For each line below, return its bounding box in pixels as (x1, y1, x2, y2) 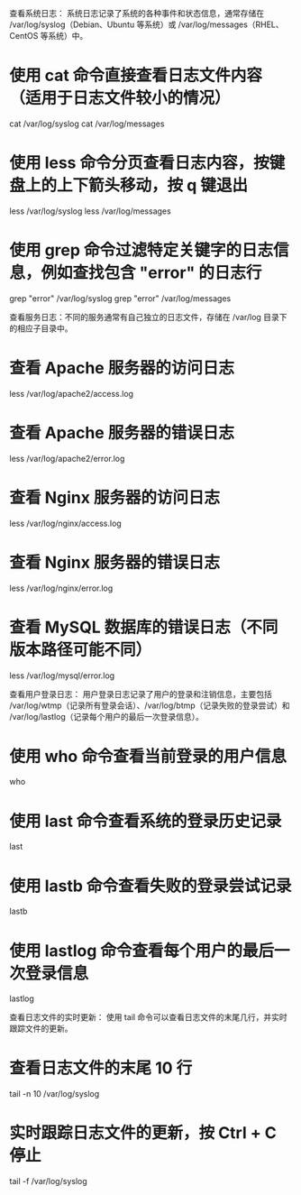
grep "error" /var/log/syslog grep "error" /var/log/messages (9, 292, 232, 304)
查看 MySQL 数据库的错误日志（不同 (9, 617, 278, 638)
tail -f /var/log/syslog (9, 1176, 87, 1187)
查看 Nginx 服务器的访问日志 (9, 487, 221, 508)
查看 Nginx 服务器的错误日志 (9, 552, 221, 573)
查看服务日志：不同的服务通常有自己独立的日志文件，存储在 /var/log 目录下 (9, 311, 287, 322)
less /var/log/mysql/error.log (9, 670, 115, 681)
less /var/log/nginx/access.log (9, 518, 122, 529)
